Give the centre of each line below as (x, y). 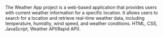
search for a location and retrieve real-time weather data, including (75, 18)
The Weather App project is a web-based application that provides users (81, 7)
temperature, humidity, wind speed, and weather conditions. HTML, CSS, (81, 23)
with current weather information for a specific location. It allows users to (81, 13)
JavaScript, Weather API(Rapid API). (43, 29)
